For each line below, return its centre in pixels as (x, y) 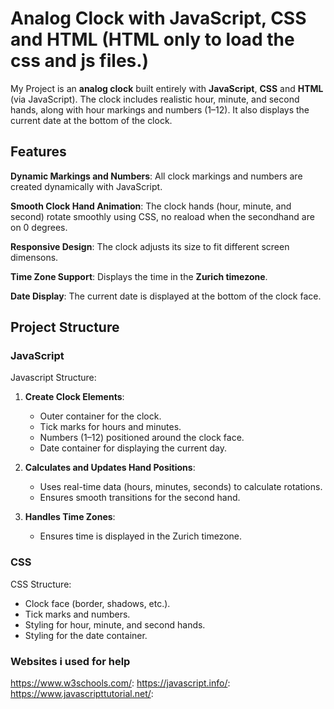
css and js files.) (80, 61)
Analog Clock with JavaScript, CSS (158, 18)
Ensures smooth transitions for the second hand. (140, 498)
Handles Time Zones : (70, 517)
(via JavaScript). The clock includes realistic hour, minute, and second (155, 99)
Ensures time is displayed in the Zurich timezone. (140, 536)
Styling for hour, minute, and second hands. (115, 624)
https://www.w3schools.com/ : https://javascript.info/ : (120, 683)
